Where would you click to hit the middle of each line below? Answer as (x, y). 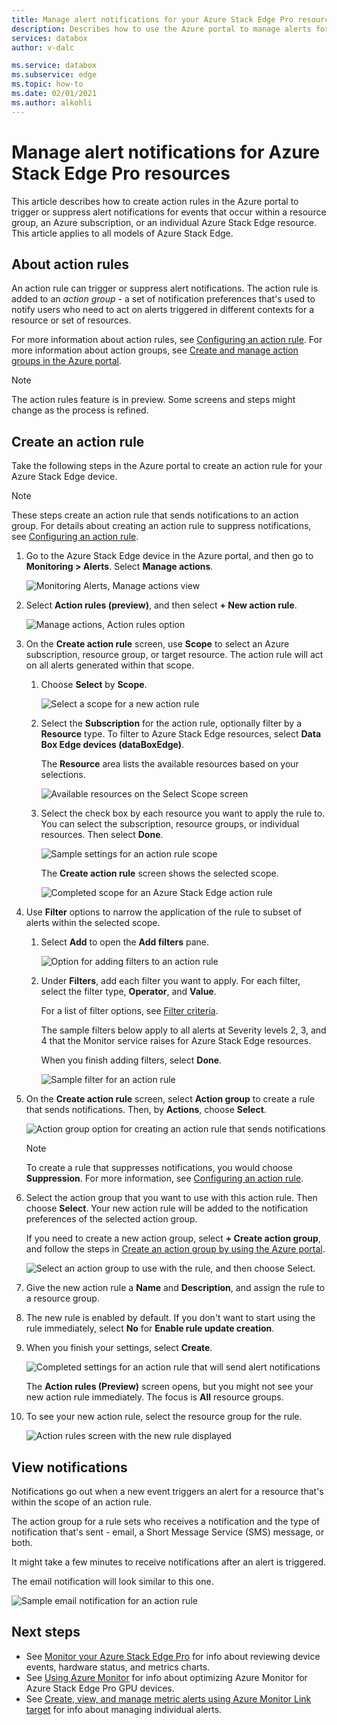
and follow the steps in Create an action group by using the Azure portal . (175, 1249)
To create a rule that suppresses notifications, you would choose (159, 1168)
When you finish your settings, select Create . (119, 1348)
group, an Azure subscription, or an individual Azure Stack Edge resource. (164, 222)
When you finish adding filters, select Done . (131, 1060)
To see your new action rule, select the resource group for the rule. (164, 1417)
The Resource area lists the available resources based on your (169, 764)
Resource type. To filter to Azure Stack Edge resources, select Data (181, 734)
